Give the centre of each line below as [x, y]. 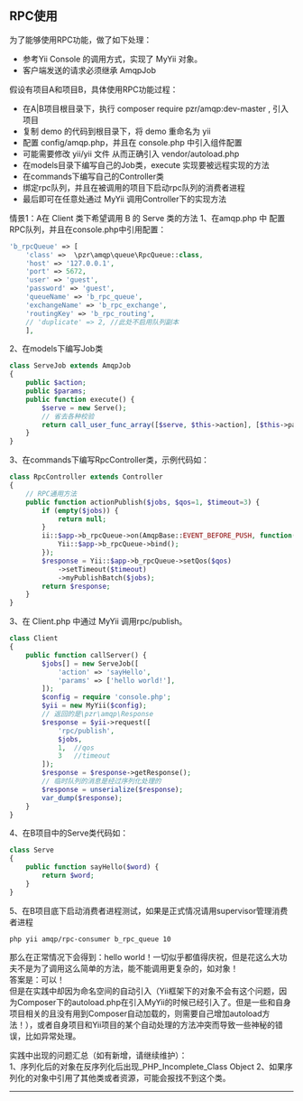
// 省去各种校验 [68, 416]
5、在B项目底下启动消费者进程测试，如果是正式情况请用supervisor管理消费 [149, 910]
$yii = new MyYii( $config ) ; [94, 706]
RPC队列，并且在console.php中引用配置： [88, 229]
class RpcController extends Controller [87, 477]
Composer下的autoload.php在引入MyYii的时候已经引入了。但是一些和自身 [154, 1002]
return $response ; [76, 586]
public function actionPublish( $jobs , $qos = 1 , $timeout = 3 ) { [143, 502]
